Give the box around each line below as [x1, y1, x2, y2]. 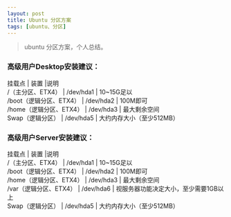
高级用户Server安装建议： [7, 132, 95, 142]
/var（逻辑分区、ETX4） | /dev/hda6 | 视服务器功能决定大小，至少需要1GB [7, 184, 218, 193]
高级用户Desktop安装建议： [7, 62, 100, 71]
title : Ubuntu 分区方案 [7, 17, 71, 24]
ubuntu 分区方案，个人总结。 [24, 43, 107, 51]
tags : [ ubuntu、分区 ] [7, 23, 66, 30]
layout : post [7, 10, 45, 17]
